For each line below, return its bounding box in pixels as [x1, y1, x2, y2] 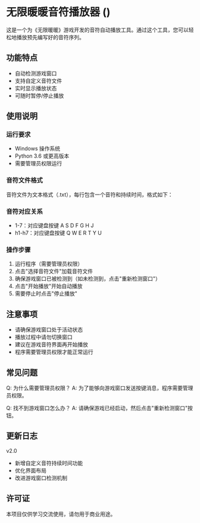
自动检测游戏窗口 [14, 70, 57, 77]
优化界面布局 [14, 466, 46, 474]
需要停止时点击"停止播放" [14, 290, 77, 297]
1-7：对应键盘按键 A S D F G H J [14, 222, 94, 229]
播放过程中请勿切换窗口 [14, 334, 73, 341]
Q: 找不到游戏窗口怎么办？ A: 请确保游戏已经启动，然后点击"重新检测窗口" [6, 404, 188, 411]
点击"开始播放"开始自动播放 [14, 283, 83, 290]
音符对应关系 [6, 207, 43, 215]
